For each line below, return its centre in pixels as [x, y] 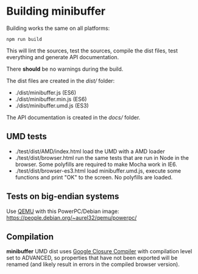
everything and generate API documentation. [63, 57]
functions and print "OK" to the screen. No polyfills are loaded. [94, 177]
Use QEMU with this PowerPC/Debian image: [63, 211]
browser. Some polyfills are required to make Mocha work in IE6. [96, 164]
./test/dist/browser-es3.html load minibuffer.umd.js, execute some [98, 171]
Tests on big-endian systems [63, 196]
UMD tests [27, 136]
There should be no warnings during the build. [65, 69]
